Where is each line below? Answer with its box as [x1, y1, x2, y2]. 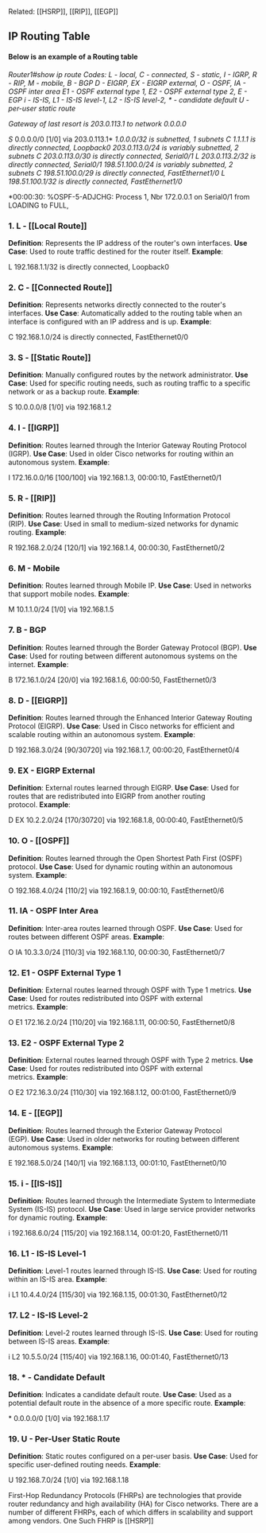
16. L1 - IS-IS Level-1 [8, 1248, 87, 1259]
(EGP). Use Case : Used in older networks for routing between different [8, 1134, 240, 1143]
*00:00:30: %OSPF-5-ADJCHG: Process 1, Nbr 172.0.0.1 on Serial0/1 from [8, 192, 250, 201]
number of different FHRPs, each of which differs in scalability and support [8, 1508, 253, 1517]
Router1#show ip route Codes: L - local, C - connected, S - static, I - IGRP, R [8, 69, 257, 79]
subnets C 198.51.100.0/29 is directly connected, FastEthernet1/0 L [8, 168, 226, 177]
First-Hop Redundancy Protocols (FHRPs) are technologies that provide [8, 1491, 242, 1500]
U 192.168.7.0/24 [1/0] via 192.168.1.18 [8, 1475, 129, 1485]
